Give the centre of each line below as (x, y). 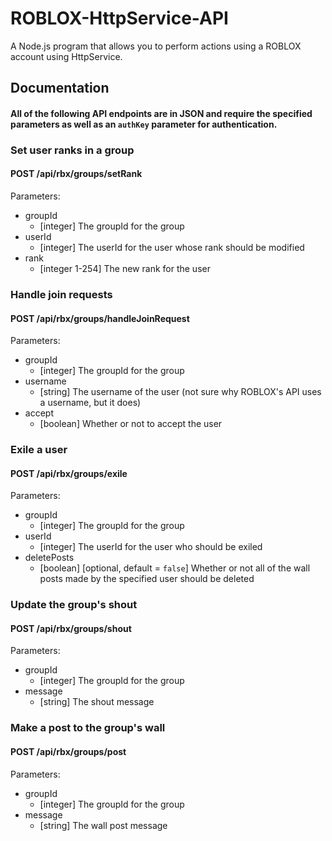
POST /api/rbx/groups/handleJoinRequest (100, 318)
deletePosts (49, 558)
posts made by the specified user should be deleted (147, 579)
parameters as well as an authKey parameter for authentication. (144, 124)
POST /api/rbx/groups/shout (71, 628)
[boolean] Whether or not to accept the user (131, 424)
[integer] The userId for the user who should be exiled (151, 547)
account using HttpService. (66, 56)
